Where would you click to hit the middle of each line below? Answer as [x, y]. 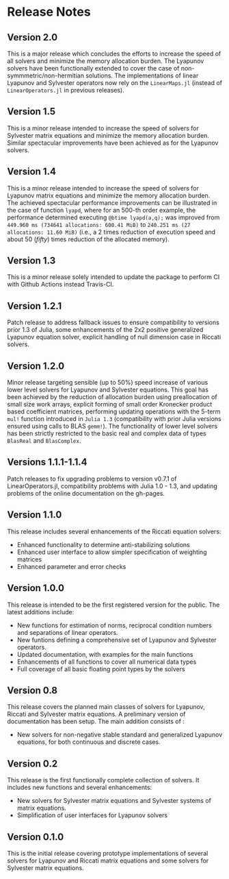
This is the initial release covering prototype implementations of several [108, 853]
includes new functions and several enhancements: [80, 787]
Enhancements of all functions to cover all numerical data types [107, 662]
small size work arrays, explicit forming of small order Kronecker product [110, 405]
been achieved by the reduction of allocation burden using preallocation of [112, 397]
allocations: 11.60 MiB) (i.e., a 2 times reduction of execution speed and [111, 232]
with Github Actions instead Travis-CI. [60, 285]
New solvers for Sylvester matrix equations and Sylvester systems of [114, 801]
